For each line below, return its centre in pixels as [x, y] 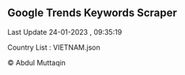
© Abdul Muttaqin [37, 62]
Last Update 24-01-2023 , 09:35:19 [65, 32]
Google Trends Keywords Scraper [92, 13]
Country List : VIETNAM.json [54, 47]
